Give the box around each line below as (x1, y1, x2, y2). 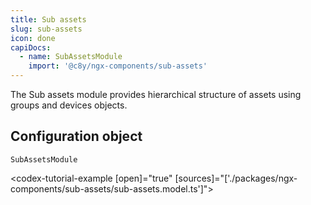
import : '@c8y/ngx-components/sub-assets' (28, 61, 208, 71)
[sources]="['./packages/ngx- (174, 172, 298, 184)
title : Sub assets (10, 14, 87, 25)
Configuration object (10, 128, 143, 145)
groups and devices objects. (10, 99, 128, 111)
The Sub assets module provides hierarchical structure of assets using (10, 89, 302, 100)
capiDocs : (10, 42, 52, 53)
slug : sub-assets (10, 24, 83, 34)
